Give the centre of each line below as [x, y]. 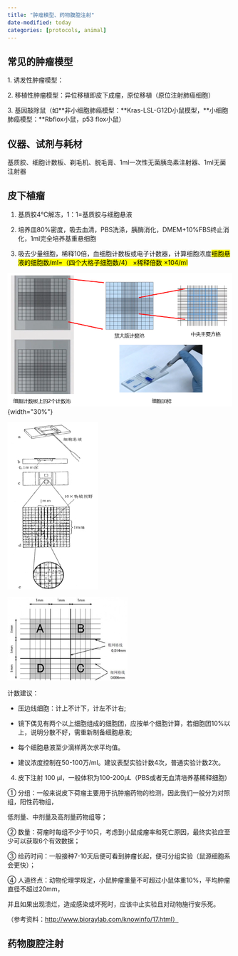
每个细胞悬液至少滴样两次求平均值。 [71, 747]
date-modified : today [40, 22]
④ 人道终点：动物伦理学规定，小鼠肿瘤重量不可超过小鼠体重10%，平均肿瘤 [119, 880]
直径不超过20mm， [36, 889]
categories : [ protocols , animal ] [57, 30]
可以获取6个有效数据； [47, 841]
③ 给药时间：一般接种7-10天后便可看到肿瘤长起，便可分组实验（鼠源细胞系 [119, 856]
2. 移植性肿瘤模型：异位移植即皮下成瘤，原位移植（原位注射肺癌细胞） [111, 95]
